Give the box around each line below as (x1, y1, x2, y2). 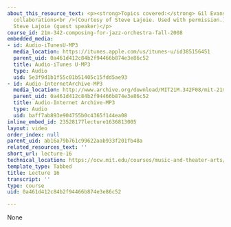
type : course (7, 182, 45, 189)
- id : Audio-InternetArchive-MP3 (7, 80, 103, 87)
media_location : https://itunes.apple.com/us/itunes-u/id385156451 (13, 49, 211, 56)
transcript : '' (7, 176, 51, 182)
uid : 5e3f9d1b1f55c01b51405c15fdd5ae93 (13, 73, 128, 81)
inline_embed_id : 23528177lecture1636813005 (7, 118, 137, 126)
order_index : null (7, 131, 60, 138)
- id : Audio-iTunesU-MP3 (7, 42, 78, 49)
